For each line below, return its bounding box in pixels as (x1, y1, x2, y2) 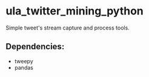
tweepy (14, 57, 34, 64)
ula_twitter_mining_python (5, 4, 144, 18)
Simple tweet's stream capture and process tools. (5, 24, 130, 31)
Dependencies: (5, 42, 65, 52)
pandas (14, 64, 34, 71)
